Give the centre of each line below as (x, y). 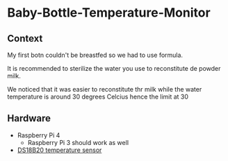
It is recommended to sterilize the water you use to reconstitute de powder (114, 68)
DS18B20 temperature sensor (59, 150)
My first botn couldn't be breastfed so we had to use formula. (95, 55)
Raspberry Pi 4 (39, 135)
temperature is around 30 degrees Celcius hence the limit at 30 (98, 96)
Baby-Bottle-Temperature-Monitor (109, 13)
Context (25, 39)
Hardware (29, 118)
